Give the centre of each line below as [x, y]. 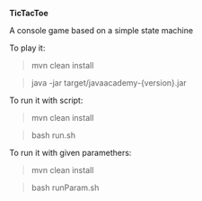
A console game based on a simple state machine [101, 30]
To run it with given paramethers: [70, 153]
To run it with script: [46, 100]
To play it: [27, 48]
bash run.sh [53, 135]
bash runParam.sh [65, 187]
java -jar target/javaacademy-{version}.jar [109, 83]
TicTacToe [29, 13]
